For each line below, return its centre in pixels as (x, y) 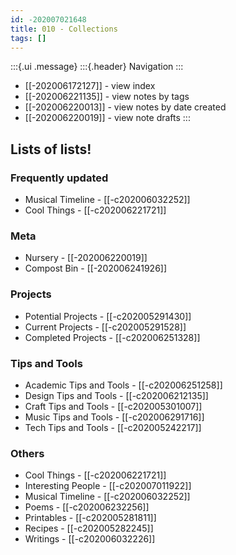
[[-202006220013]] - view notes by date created (125, 107)
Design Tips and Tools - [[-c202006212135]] (116, 395)
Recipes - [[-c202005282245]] (89, 528)
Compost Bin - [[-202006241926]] (96, 268)
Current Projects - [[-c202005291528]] (105, 327)
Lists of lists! (51, 149)
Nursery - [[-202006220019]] (86, 258)
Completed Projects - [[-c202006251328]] (112, 337)
